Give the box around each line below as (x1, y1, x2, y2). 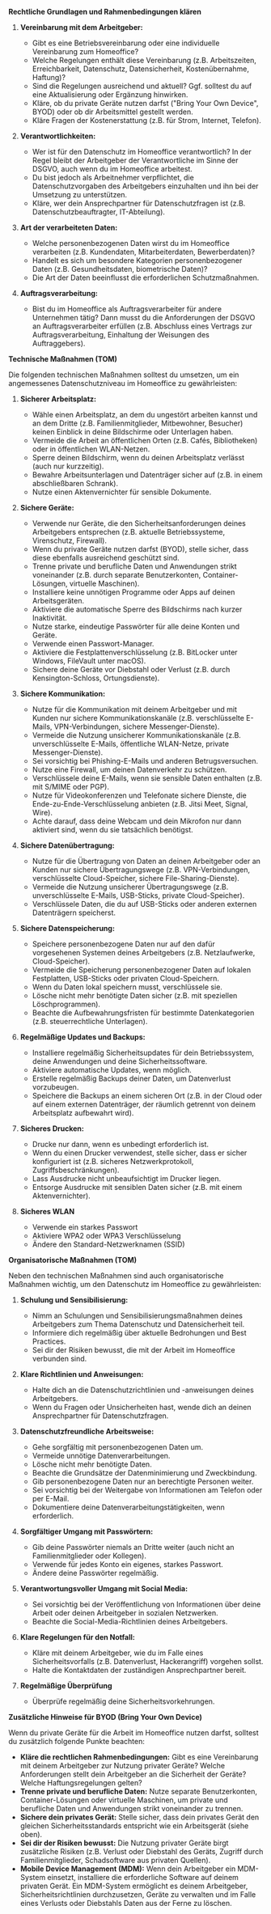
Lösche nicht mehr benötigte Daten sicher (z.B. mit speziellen (32, 991, 238, 1000)
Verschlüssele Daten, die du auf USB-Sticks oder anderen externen (32, 900, 257, 908)
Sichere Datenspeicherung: (19, 924, 116, 933)
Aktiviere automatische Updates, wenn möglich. (32, 1065, 192, 1074)
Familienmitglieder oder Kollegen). (32, 1551, 147, 1560)
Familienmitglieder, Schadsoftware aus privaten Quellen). (19, 1856, 211, 1865)
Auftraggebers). (32, 339, 86, 348)
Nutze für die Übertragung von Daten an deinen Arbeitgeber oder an (32, 857, 261, 866)
